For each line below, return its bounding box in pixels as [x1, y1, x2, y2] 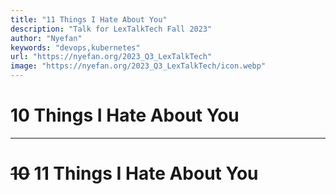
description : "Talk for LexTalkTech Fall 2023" [10, 24, 213, 34]
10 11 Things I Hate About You [10, 162, 259, 185]
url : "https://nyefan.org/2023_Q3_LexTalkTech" [10, 52, 213, 62]
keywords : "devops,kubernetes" [10, 42, 141, 53]
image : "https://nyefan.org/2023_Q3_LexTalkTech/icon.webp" [10, 61, 267, 71]
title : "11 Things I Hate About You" [10, 14, 168, 25]
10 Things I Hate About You [10, 104, 240, 127]
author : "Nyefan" [10, 33, 83, 43]
